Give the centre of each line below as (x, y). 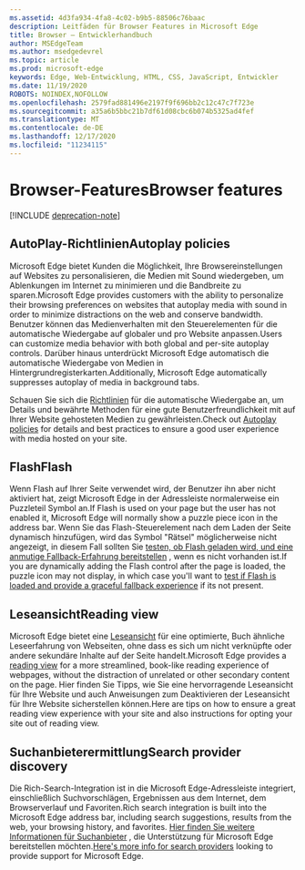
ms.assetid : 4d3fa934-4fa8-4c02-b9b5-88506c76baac (107, 18)
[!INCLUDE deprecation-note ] (65, 215)
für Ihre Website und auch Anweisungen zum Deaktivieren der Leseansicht (150, 694)
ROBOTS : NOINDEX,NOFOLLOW (58, 94)
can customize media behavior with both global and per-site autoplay (139, 343)
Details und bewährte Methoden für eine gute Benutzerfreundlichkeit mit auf (152, 409)
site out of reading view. (55, 723)
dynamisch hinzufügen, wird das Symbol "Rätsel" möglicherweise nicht (143, 537)
